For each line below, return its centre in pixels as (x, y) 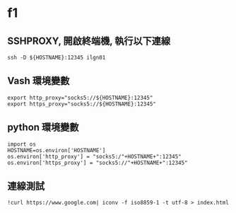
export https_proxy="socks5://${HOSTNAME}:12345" (82, 104)
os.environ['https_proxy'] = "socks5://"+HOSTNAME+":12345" (98, 163)
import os (22, 144)
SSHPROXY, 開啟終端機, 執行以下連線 (89, 41)
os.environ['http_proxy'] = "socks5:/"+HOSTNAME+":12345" (94, 156)
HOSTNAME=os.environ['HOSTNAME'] (57, 150)
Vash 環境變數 (39, 81)
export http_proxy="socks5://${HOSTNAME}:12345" (80, 98)
